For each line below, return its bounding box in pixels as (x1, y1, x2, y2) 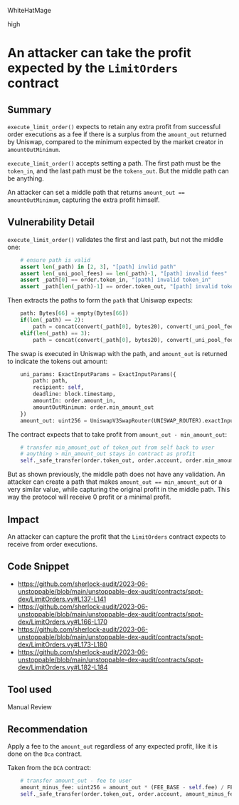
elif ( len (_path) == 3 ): (20, 330, 91, 337)
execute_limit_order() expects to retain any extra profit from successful (7, 123, 221, 131)
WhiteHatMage (7, 6, 52, 14)
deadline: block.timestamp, (33, 390, 116, 398)
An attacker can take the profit (7, 45, 192, 61)
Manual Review (7, 702, 52, 711)
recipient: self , (33, 384, 84, 391)
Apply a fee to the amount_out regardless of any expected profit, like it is (7, 742, 218, 751)
